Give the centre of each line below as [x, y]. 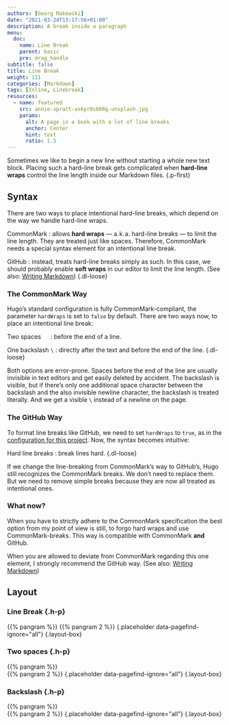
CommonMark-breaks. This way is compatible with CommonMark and [106, 535]
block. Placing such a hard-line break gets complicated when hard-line [107, 168]
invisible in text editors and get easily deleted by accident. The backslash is [113, 378]
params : [30, 115]
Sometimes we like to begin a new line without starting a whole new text [109, 161]
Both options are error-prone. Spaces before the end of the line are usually [112, 370]
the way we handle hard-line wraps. [57, 220]
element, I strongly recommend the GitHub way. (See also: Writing [100, 563]
